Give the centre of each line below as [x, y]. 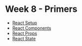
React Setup [25, 23]
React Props [25, 33]
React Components [32, 28]
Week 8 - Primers [41, 9]
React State [24, 39]
